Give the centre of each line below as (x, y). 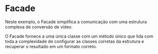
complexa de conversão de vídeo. (39, 27)
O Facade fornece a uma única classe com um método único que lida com (79, 36)
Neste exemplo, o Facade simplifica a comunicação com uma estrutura (76, 22)
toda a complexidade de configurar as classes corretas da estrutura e (75, 41)
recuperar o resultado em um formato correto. (51, 46)
